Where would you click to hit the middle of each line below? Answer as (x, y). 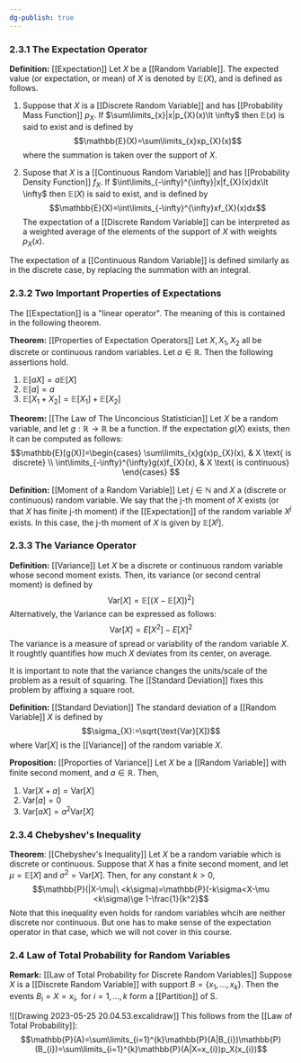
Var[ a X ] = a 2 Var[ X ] (58, 810)
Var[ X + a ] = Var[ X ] (58, 791)
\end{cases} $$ (151, 472)
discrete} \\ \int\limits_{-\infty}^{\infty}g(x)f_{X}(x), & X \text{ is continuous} (151, 463)
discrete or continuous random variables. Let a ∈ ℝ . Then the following (142, 352)
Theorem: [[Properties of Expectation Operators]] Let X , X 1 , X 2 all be (136, 341)
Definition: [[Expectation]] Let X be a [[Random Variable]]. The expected (144, 68)
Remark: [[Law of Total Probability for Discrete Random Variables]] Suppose (151, 975)
